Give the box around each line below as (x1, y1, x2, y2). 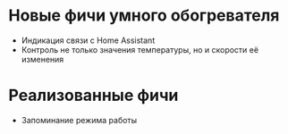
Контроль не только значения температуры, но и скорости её (21, 44, 259, 54)
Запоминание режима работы (21, 114, 138, 125)
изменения (21, 54, 64, 64)
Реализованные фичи (8, 86, 179, 105)
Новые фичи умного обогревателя (8, 5, 280, 26)
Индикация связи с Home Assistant (21, 35, 156, 46)
